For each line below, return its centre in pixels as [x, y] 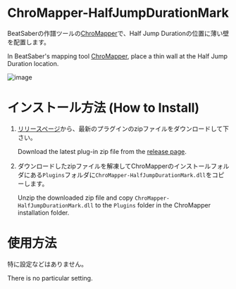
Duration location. [33, 63]
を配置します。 [29, 42]
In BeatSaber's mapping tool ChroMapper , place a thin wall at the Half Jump [117, 56]
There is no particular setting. [50, 278]
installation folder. [43, 212]
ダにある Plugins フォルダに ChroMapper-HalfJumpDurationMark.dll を [115, 174]
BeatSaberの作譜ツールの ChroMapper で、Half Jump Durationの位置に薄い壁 [118, 33]
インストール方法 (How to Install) [103, 108]
